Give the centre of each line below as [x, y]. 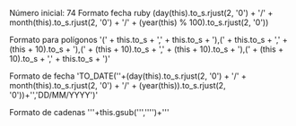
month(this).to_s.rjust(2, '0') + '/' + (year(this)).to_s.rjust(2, [118, 85]
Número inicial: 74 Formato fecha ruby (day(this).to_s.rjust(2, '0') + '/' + [141, 13]
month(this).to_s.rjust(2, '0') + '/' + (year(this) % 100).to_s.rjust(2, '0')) [139, 22]
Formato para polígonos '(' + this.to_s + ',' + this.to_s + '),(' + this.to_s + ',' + [149, 40]
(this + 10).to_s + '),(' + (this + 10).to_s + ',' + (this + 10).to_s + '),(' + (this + [147, 49]
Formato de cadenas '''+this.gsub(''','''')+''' [89, 112]
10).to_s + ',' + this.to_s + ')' [60, 59]
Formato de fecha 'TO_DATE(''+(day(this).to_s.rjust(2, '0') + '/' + [128, 76]
